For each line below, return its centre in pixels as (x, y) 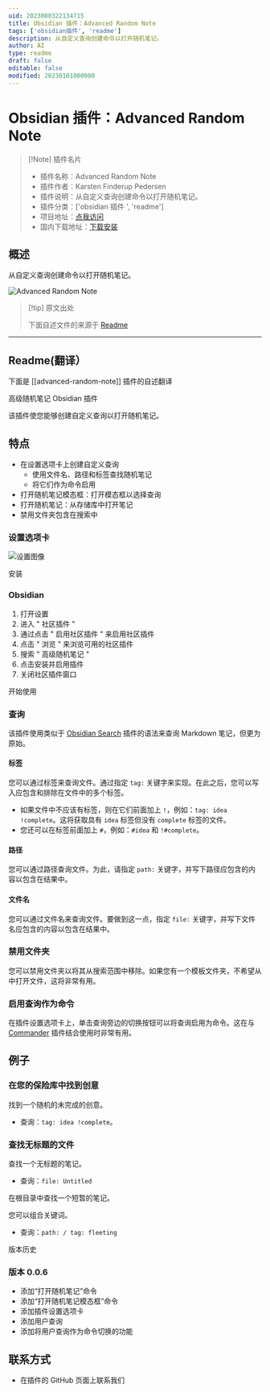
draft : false (30, 61)
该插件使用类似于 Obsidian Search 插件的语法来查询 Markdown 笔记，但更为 (135, 733)
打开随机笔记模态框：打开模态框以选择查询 (90, 495)
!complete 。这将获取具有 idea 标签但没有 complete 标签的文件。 (125, 820)
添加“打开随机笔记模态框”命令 (69, 1301)
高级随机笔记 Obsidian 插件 (53, 399)
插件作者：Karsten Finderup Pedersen (103, 186)
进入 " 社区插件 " (47, 623)
